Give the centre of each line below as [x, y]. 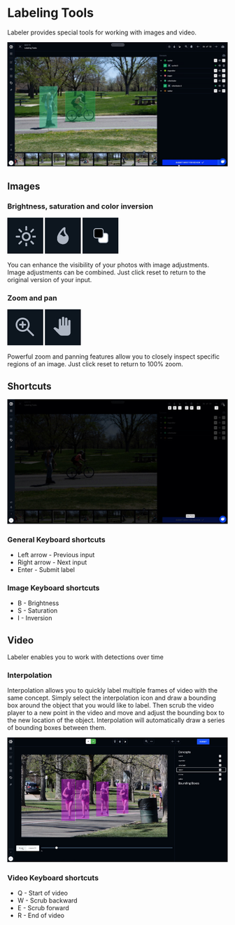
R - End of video [41, 915]
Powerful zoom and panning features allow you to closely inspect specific [114, 357]
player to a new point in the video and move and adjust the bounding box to [116, 713]
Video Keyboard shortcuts [53, 877]
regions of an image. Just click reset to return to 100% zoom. [95, 364]
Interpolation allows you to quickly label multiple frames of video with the [113, 691]
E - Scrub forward [43, 907]
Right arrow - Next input [52, 562]
